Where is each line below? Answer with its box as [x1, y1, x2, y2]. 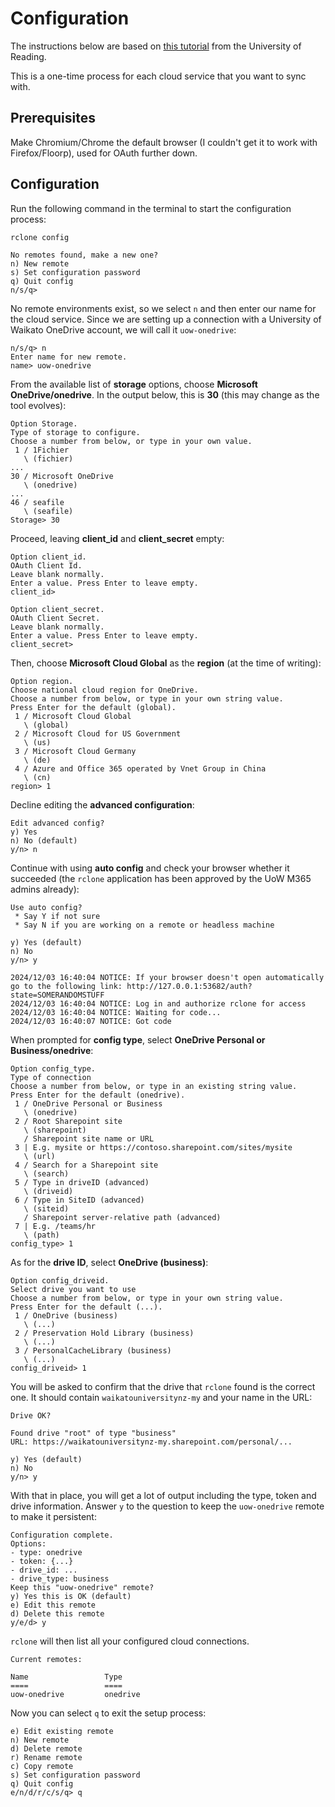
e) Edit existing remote [10, 1727, 114, 1737]
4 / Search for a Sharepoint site [14, 1160, 159, 1171]
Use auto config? [10, 903, 83, 913]
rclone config [10, 232, 70, 242]
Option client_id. [10, 552, 87, 562]
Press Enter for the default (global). [10, 703, 177, 713]
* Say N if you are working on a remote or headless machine [14, 920, 275, 931]
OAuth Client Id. [10, 561, 83, 571]
